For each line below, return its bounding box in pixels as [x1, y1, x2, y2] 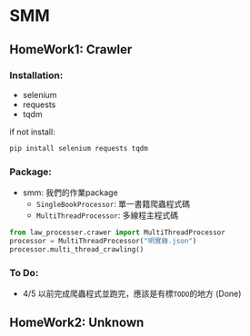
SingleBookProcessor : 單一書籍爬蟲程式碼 [35, 199, 191, 210]
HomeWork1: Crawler [9, 42, 133, 57]
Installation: [9, 69, 64, 82]
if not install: [9, 126, 56, 137]
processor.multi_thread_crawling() [9, 244, 145, 254]
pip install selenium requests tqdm [9, 143, 148, 153]
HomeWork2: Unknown [9, 315, 145, 331]
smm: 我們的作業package [22, 187, 118, 198]
